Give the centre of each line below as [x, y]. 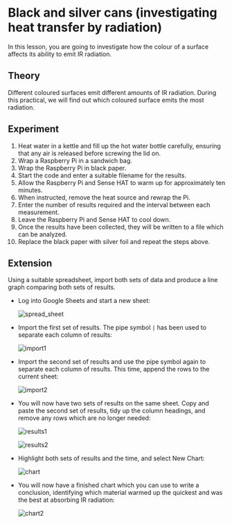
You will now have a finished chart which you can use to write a [108, 485]
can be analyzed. [43, 234]
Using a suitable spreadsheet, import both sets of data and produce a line [113, 280]
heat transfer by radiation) [85, 27]
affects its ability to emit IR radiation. [60, 54]
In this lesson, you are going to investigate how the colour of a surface [108, 46]
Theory [24, 76]
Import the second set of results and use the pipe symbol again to [112, 362]
